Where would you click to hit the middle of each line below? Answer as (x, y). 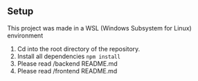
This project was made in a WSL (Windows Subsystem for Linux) (99, 28)
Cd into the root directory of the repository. (79, 48)
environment (25, 35)
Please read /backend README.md (67, 63)
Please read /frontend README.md (67, 71)
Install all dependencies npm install (69, 56)
